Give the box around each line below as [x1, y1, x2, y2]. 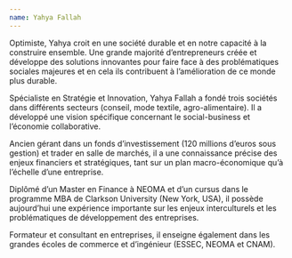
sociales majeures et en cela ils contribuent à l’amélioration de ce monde [9, 66, 276, 77]
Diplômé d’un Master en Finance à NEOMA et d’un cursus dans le [9, 183, 249, 194]
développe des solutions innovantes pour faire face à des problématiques [9, 56, 279, 67]
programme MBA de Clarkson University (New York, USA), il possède [9, 193, 264, 204]
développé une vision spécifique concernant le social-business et [9, 111, 251, 122]
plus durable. [9, 75, 58, 85]
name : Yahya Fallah [9, 12, 82, 22]
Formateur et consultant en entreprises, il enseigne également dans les [9, 229, 270, 240]
